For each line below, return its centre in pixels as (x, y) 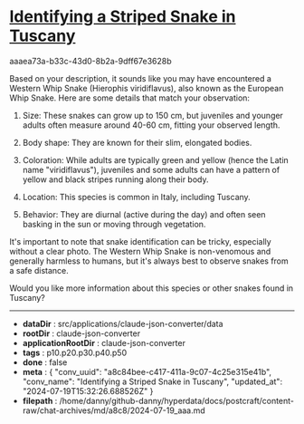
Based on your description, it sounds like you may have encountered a (140, 78)
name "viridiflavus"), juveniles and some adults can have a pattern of (151, 169)
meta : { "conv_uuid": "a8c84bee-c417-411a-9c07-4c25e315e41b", (147, 371)
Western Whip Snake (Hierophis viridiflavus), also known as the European (147, 88)
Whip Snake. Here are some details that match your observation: (130, 98)
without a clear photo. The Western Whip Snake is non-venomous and (140, 251)
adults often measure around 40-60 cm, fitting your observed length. (151, 125)
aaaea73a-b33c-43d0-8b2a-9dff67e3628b (90, 61)
